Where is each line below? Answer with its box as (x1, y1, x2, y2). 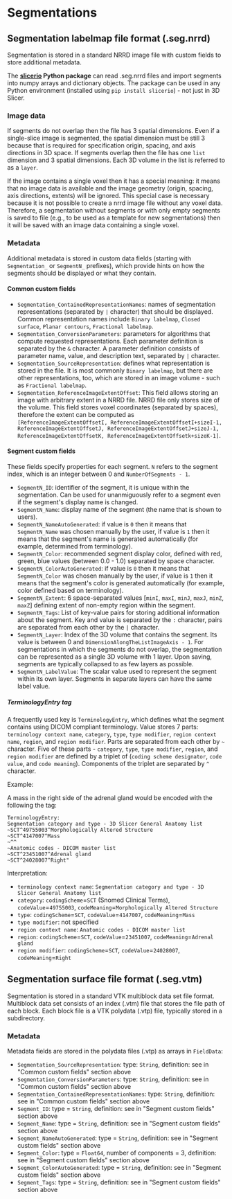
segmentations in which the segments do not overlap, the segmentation (17, 646, 222, 653)
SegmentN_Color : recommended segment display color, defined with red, (17, 549, 223, 558)
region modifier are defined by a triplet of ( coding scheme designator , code (7, 752, 222, 760)
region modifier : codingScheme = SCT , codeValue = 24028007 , (17, 945, 180, 954)
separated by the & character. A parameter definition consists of (17, 344, 199, 353)
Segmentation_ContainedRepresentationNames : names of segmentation (17, 300, 216, 308)
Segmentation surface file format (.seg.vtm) (7, 973, 203, 985)
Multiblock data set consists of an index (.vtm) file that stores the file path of (7, 999, 225, 1007)
